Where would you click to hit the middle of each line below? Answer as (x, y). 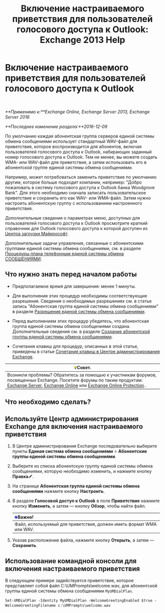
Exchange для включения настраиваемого (74, 426)
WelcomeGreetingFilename (30, 606)
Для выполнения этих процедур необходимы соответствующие (80, 295)
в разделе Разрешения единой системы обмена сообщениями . (79, 311)
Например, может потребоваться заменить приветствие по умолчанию (81, 177)
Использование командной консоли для (71, 561)
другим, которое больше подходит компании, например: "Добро (73, 182)
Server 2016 (17, 117)
